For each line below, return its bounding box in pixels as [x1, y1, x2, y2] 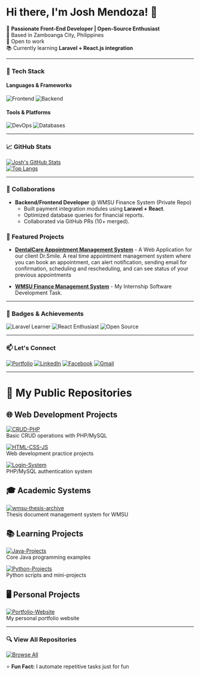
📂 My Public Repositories [6, 386, 132, 399]
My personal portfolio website [6, 615, 80, 622]
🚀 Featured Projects [6, 232, 64, 240]
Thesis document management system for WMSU [6, 511, 129, 518]
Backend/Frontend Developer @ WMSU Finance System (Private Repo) [14, 199, 192, 206]
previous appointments [14, 271, 71, 278]
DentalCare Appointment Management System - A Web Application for [14, 246, 192, 253]
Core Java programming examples [6, 553, 91, 561]
